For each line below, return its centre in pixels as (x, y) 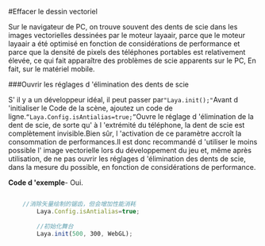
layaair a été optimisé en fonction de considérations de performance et (124, 44)
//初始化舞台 (55, 226)
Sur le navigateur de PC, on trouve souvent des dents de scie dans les (123, 27)
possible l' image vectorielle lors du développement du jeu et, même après (130, 150)
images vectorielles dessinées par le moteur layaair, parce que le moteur (127, 35)
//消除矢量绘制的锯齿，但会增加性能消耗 (79, 204)
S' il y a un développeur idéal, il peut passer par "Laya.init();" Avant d (123, 100)
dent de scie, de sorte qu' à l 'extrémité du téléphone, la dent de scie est (127, 125)
